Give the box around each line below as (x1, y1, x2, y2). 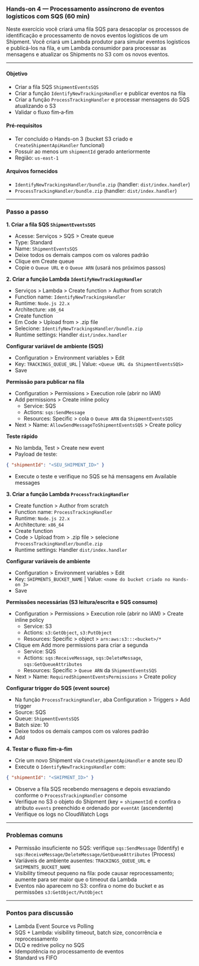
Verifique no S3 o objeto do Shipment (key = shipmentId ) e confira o (14, 797, 181, 805)
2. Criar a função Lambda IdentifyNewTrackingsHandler (6, 275, 143, 283)
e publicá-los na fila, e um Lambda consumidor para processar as (6, 45, 167, 52)
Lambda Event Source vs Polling (14, 922, 94, 930)
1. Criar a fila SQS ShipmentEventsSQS (6, 221, 96, 228)
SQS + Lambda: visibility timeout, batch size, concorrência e (14, 929, 162, 936)
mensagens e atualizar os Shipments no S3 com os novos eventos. (6, 51, 170, 58)
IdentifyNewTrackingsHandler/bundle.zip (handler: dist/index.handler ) (14, 180, 191, 188)
